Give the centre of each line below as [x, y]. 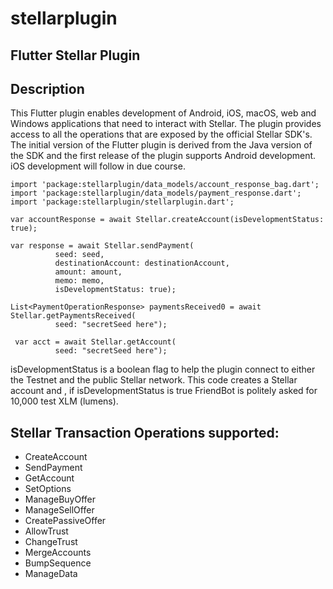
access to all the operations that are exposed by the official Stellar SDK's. [161, 134]
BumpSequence [58, 563]
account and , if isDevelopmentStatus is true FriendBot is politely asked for [164, 391]
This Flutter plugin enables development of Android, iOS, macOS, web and [163, 113]
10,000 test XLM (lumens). [64, 401]
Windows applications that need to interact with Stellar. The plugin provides [166, 124]
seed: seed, [79, 255]
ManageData [51, 574]
